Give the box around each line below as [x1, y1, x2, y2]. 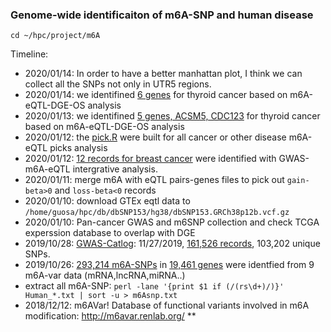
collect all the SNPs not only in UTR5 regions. [24, 78, 212, 90]
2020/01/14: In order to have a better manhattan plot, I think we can [24, 68, 303, 80]
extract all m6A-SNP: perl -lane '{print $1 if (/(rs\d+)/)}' [24, 280, 285, 292]
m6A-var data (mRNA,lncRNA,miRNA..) [24, 269, 186, 282]
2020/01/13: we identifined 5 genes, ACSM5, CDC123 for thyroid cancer [24, 110, 321, 122]
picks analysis [49, 142, 108, 154]
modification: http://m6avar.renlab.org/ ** [24, 310, 197, 322]
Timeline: [10, 48, 49, 60]
